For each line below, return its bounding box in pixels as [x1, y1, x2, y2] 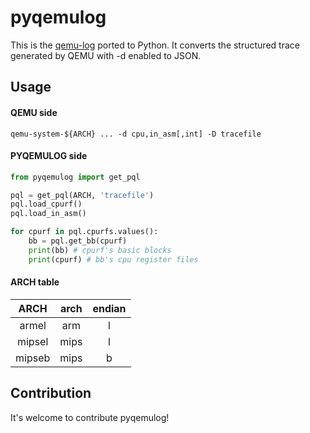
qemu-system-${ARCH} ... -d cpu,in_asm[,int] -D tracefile [10, 129, 262, 139]
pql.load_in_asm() [10, 209, 87, 219]
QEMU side [10, 106, 58, 118]
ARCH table [10, 276, 60, 288]
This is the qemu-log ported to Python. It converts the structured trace [10, 39, 300, 51]
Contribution [10, 385, 92, 402]
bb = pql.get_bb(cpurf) [28, 236, 128, 246]
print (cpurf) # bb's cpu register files [28, 254, 199, 265]
